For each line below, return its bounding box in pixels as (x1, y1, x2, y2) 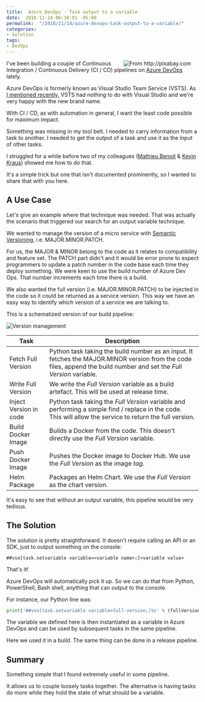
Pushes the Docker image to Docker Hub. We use (49, 451, 191, 460)
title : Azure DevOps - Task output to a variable (6, 9, 138, 15)
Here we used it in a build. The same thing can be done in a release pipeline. (6, 637, 198, 644)
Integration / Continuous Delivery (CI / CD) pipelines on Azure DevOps (6, 66, 183, 73)
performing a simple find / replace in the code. (49, 405, 182, 413)
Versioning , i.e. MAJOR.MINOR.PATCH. (6, 236, 105, 243)
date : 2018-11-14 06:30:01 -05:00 (6, 15, 97, 21)
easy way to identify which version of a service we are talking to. (6, 299, 170, 306)
